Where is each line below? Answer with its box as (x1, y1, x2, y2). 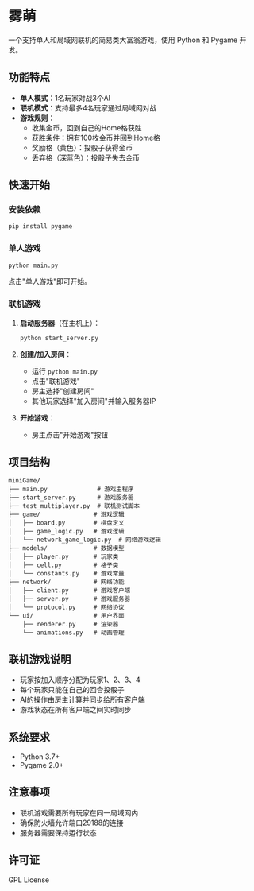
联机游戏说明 (8, 653, 71, 666)
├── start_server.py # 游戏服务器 (8, 494, 134, 502)
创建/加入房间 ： (19, 349, 72, 358)
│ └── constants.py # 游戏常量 (8, 570, 125, 578)
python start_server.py (19, 334, 99, 342)
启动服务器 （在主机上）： (19, 318, 101, 327)
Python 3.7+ (19, 752, 60, 761)
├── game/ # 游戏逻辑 (8, 510, 125, 519)
